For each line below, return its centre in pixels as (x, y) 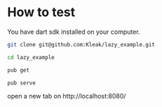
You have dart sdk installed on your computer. (74, 32)
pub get (19, 70)
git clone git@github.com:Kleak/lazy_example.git (81, 44)
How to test (41, 12)
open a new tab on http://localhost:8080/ (67, 96)
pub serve (22, 83)
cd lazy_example (31, 57)
